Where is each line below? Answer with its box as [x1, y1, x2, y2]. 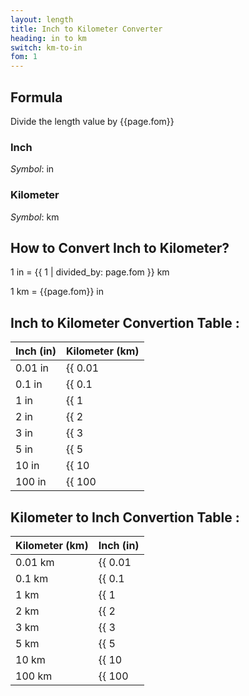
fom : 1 [10, 52, 38, 62]
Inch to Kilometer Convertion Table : [10, 314, 240, 331]
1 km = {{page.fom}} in [10, 286, 104, 298]
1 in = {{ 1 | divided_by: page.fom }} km [10, 266, 170, 278]
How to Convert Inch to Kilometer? [10, 239, 230, 256]
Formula [10, 89, 63, 106]
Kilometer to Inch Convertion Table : [10, 509, 240, 526]
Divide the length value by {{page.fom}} [10, 115, 175, 127]
